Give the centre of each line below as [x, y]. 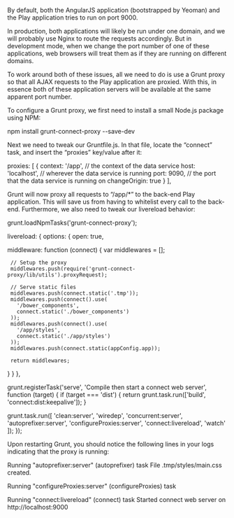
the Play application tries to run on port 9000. [73, 17]
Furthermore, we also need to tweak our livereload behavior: [108, 209]
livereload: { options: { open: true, [56, 236]
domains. [21, 61]
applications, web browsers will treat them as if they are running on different [117, 53]
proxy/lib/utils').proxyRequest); [58, 275]
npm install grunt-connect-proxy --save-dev [71, 131]
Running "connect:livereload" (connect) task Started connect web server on [117, 499]
